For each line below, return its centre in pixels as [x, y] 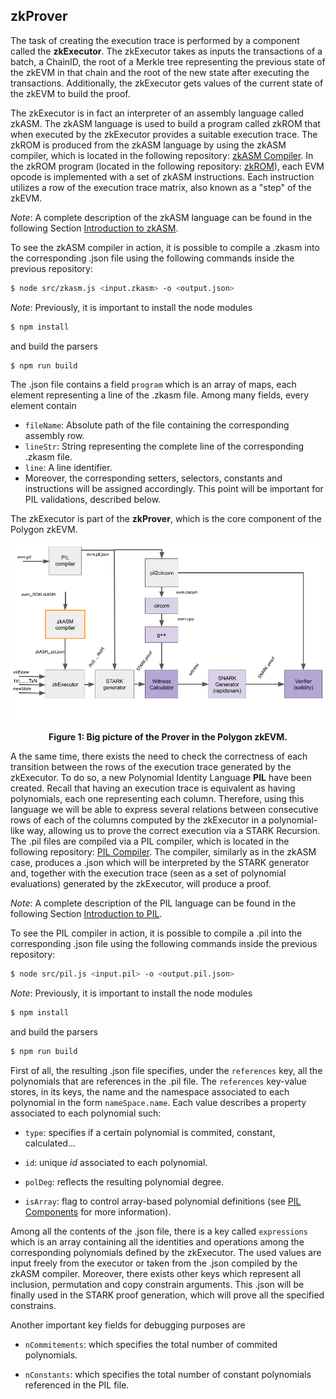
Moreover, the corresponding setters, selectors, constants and [153, 478]
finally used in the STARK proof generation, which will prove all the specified [167, 1295]
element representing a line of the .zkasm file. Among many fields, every [160, 395]
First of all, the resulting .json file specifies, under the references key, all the [166, 1070]
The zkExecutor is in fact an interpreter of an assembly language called [157, 113]
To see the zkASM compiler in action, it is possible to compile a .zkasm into [165, 247]
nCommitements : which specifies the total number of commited [151, 1344]
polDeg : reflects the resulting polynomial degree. [124, 1181]
